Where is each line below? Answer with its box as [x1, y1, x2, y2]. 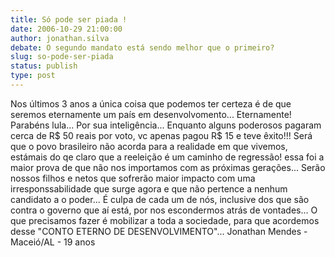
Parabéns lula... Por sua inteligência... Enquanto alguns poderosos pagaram [10, 119, 322, 131]
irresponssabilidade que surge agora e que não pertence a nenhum [10, 182, 288, 195]
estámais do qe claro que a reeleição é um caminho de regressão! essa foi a [10, 151, 325, 163]
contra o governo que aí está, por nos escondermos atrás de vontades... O [10, 204, 318, 216]
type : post [10, 71, 56, 81]
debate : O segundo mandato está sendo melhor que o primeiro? [10, 42, 275, 53]
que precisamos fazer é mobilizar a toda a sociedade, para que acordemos [10, 214, 320, 226]
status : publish [10, 61, 78, 71]
